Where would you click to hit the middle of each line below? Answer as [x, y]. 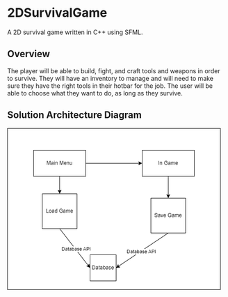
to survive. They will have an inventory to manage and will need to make [111, 78]
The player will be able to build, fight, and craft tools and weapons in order [114, 70]
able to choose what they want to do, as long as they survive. [95, 93]
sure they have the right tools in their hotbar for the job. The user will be [110, 86]
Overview [29, 54]
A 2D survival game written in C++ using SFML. [75, 32]
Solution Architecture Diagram [75, 115]
